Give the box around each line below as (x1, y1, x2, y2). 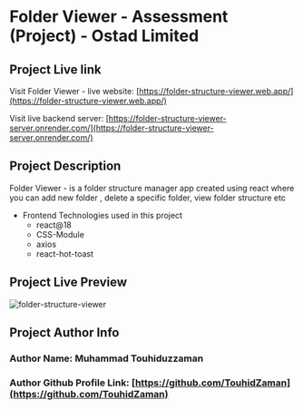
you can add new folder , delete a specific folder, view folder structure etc (9, 192, 286, 203)
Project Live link (9, 62, 102, 77)
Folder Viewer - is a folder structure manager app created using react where (9, 182, 295, 193)
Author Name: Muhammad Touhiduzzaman (9, 352, 204, 365)
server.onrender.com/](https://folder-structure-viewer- (9, 122, 215, 133)
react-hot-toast (35, 248, 93, 259)
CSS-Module (35, 229, 84, 239)
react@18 (35, 219, 73, 230)
